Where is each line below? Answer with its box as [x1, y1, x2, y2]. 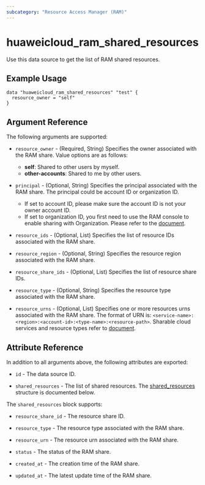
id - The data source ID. [15, 370, 76, 377]
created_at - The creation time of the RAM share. [15, 460, 140, 467]
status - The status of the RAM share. [15, 448, 111, 455]
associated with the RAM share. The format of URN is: [15, 312, 152, 319]
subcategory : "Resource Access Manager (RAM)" [6, 9, 127, 15]
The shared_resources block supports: [6, 400, 103, 408]
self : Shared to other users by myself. [24, 164, 120, 171]
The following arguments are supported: [6, 133, 108, 141]
